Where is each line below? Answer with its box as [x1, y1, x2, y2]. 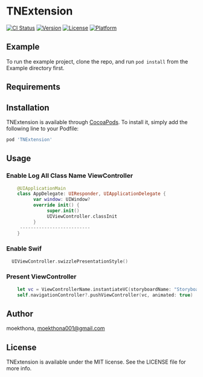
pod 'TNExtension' [6, 136, 53, 143]
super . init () [47, 208, 80, 214]
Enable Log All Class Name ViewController [6, 171, 134, 180]
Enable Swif [6, 244, 42, 253]
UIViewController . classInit [47, 213, 118, 219]
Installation [6, 102, 50, 113]
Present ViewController [6, 272, 77, 281]
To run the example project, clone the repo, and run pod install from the [6, 57, 188, 65]
